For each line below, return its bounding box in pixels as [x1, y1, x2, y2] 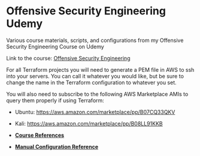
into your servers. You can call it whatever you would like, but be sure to [6, 72, 184, 79]
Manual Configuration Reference [14, 143, 99, 150]
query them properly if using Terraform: [6, 97, 105, 104]
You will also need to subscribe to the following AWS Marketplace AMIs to [6, 90, 189, 97]
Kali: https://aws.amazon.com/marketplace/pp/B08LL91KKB [14, 120, 163, 127]
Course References [14, 131, 65, 139]
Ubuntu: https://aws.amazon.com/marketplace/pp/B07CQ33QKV [14, 108, 175, 115]
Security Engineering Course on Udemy [6, 43, 105, 50]
